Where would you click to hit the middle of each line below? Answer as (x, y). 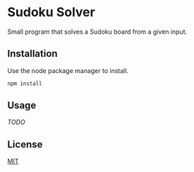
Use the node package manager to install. (68, 70)
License (25, 144)
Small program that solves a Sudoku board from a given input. (97, 32)
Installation (32, 54)
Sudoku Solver (51, 12)
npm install (25, 84)
